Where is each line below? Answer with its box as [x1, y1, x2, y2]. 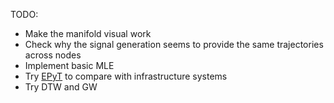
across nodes [24, 49, 82, 61]
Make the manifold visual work [24, 28, 152, 39]
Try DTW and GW [24, 81, 98, 93]
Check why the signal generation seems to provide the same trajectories [24, 39, 324, 50]
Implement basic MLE [24, 60, 115, 71]
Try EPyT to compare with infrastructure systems [24, 70, 228, 82]
